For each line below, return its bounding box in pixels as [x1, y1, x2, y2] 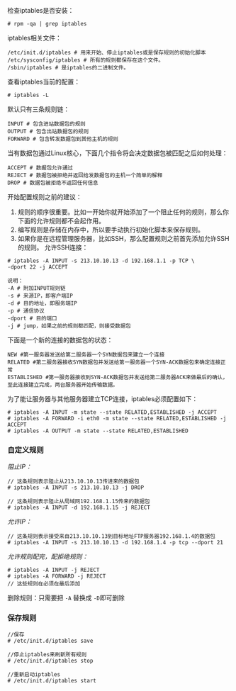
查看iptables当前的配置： [7, 77, 80, 86]
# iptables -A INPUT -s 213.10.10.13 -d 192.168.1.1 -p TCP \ [7, 257, 195, 264]
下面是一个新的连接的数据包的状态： [7, 336, 113, 344]
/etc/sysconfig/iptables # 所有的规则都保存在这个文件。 [7, 57, 164, 64]
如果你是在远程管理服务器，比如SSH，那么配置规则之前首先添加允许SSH [17, 235, 230, 242]
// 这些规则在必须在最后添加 [7, 580, 81, 588]
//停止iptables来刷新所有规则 [7, 651, 87, 658]
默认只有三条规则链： [7, 105, 69, 113]
